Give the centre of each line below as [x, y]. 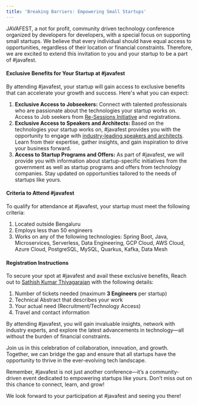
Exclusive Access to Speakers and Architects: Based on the [89, 123]
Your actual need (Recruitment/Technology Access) [77, 306]
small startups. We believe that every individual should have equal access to [99, 41]
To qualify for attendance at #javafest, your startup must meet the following [98, 206]
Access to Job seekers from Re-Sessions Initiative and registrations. [98, 116]
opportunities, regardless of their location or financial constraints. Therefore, [99, 47]
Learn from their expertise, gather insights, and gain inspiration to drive [101, 142]
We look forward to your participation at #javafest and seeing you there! [94, 396]
